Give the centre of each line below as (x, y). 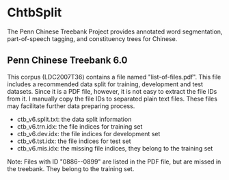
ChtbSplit (35, 13)
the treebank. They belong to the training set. (71, 168)
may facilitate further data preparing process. (71, 106)
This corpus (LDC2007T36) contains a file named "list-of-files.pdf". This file (114, 77)
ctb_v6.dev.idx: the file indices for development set (89, 133)
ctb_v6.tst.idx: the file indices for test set (74, 141)
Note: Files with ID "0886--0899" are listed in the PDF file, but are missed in (114, 162)
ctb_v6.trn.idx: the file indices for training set (80, 126)
